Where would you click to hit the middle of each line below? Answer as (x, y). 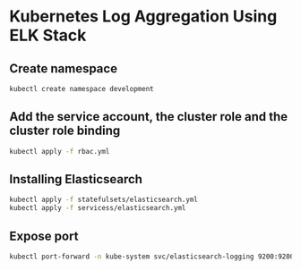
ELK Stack (48, 35)
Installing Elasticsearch (76, 179)
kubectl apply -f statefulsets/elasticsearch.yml (104, 200)
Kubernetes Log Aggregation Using (143, 17)
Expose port (44, 236)
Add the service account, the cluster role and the (149, 117)
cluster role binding (65, 131)
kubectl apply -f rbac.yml (60, 151)
